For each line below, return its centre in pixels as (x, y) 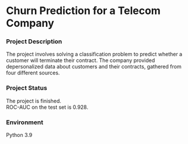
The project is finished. (34, 101)
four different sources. (33, 73)
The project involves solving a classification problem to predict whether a (94, 54)
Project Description (34, 42)
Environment (25, 122)
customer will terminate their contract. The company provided (81, 60)
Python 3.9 (19, 135)
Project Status (27, 88)
